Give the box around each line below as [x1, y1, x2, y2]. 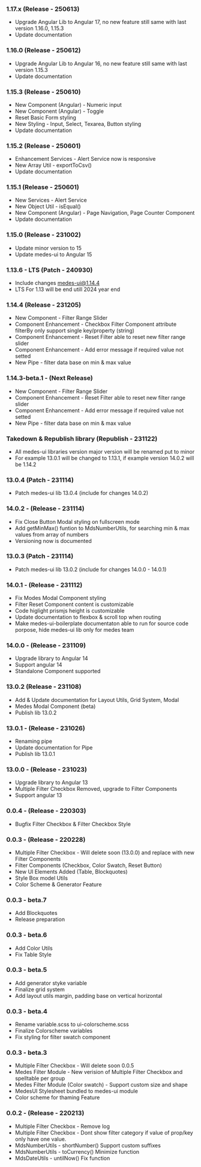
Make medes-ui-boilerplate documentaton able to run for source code [14, 620, 189, 627]
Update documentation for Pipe [14, 744, 93, 751]
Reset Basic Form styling [14, 113, 77, 121]
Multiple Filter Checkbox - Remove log [14, 1123, 110, 1130]
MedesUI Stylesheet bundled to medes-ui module [14, 1088, 138, 1095]
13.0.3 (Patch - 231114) [6, 552, 74, 560]
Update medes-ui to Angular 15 [14, 251, 92, 258]
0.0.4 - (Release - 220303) [6, 806, 86, 815]
